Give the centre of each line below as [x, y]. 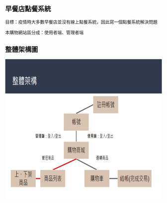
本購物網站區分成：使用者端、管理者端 [44, 32]
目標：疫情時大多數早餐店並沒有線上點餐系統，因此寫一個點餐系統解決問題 [81, 22]
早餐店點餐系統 [28, 9]
